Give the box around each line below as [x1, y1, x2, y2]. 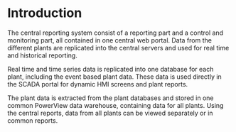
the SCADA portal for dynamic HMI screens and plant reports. [7, 79, 188, 88]
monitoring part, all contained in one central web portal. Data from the [7, 35, 212, 44]
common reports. [7, 116, 58, 125]
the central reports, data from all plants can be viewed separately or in [7, 109, 213, 117]
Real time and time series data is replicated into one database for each [7, 65, 214, 73]
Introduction [7, 5, 82, 21]
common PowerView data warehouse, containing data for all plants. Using [7, 101, 224, 109]
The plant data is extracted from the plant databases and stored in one [7, 94, 215, 102]
